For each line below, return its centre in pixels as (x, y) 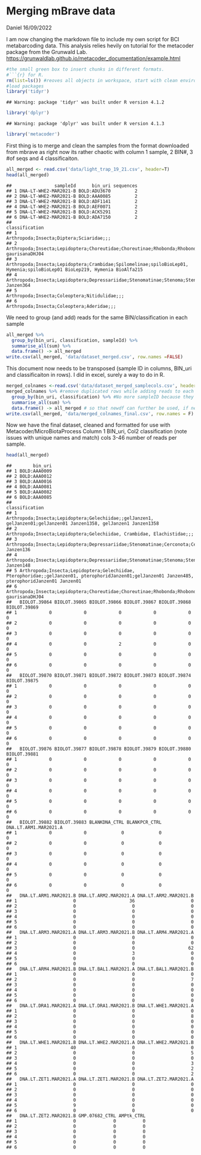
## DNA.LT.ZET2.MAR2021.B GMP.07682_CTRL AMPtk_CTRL (76, 1116)
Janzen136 (19, 550)
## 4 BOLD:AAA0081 (29, 487)
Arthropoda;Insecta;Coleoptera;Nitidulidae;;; (65, 296)
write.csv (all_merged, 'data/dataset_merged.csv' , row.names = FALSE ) (95, 357)
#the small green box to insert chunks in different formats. (85, 69)
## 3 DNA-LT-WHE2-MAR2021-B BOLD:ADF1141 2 (72, 201)
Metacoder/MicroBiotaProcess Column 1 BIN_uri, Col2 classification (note (97, 431)
